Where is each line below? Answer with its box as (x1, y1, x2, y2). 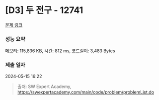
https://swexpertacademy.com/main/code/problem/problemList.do (17, 89, 155, 95)
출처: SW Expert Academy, (17, 83, 72, 90)
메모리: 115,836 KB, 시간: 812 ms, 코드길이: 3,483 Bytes (5, 48, 115, 54)
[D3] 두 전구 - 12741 (5, 4, 83, 16)
